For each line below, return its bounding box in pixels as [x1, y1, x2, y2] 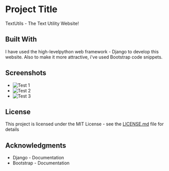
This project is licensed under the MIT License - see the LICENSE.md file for [5, 121, 164, 127]
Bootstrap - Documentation [12, 160, 70, 166]
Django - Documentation [12, 155, 64, 161]
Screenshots [5, 69, 47, 77]
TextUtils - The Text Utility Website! [5, 20, 79, 26]
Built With [5, 35, 37, 44]
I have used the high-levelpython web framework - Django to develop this [5, 48, 159, 54]
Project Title [5, 4, 58, 15]
